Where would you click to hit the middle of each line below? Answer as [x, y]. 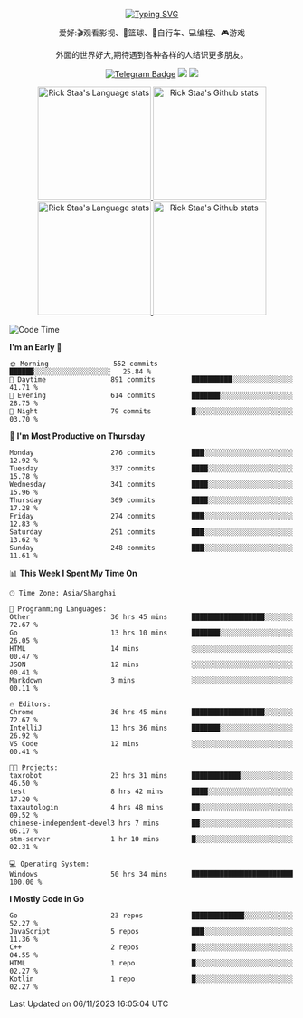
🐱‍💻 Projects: [34, 768]
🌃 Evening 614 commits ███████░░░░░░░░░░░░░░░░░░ [151, 395]
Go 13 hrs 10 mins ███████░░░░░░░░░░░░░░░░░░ [151, 633]
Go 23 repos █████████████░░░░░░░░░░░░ [151, 916]
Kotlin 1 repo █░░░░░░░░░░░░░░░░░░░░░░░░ [151, 979]
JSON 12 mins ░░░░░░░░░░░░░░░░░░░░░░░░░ [151, 664]
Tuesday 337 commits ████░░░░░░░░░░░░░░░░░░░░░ [151, 469]
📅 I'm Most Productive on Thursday [77, 436]
